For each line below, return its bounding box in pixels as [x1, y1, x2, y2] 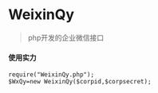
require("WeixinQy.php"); [8, 71, 94, 79]
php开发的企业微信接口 [27, 33, 105, 42]
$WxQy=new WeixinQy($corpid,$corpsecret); [8, 78, 152, 86]
